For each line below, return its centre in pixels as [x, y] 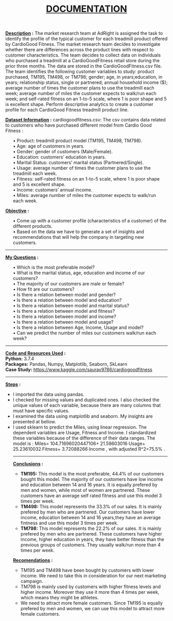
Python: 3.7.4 [20, 359]
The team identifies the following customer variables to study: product [80, 71]
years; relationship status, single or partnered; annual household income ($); [86, 82]
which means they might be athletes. [59, 597]
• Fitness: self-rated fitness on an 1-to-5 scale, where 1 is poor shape [86, 179]
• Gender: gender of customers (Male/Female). [63, 151]
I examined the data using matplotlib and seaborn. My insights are [83, 416]
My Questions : [22, 257]
